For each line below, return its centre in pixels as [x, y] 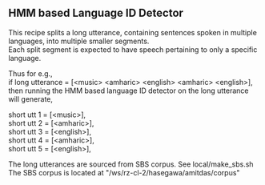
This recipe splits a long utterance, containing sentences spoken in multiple [133, 32]
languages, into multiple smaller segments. [79, 41]
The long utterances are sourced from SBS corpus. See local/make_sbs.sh [131, 164]
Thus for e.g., [31, 73]
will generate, [31, 99]
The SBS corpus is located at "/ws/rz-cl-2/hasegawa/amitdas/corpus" [124, 172]
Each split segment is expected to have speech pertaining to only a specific [133, 49]
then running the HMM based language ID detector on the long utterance [129, 90]
